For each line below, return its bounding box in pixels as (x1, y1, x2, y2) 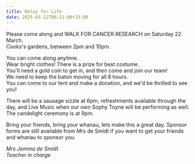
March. (6, 37, 24, 44)
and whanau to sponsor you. (6, 133, 76, 140)
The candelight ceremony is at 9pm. (6, 110, 95, 117)
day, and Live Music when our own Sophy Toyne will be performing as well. (6, 103, 190, 110)
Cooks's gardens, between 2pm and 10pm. (6, 42, 111, 50)
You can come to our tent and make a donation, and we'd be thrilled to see (6, 79, 188, 86)
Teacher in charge (6, 151, 51, 158)
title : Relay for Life (6, 8, 62, 15)
